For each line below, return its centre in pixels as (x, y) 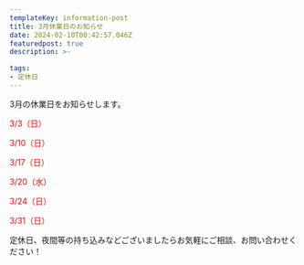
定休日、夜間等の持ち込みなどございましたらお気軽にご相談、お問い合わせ (149, 239)
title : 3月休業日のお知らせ (57, 26)
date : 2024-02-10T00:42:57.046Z (71, 35)
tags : (20, 69)
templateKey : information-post (69, 18)
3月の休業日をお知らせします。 (68, 104)
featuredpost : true (47, 43)
